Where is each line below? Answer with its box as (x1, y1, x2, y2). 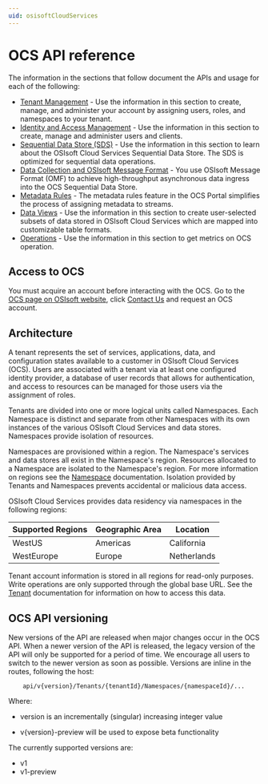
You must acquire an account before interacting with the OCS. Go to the (8, 286, 246, 296)
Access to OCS (8, 265, 85, 278)
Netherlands (169, 551, 216, 562)
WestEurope (12, 551, 58, 562)
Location (175, 524, 210, 535)
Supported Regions (12, 524, 88, 535)
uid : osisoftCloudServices (8, 11, 98, 20)
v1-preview (19, 767, 57, 776)
